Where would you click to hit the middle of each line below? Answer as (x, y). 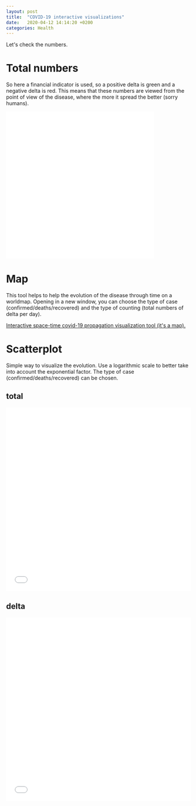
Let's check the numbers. (37, 45)
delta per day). (24, 314)
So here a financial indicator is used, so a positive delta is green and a (91, 85)
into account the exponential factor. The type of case (70, 372)
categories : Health (30, 28)
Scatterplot (34, 349)
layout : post (22, 11)
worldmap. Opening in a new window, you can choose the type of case (92, 302)
